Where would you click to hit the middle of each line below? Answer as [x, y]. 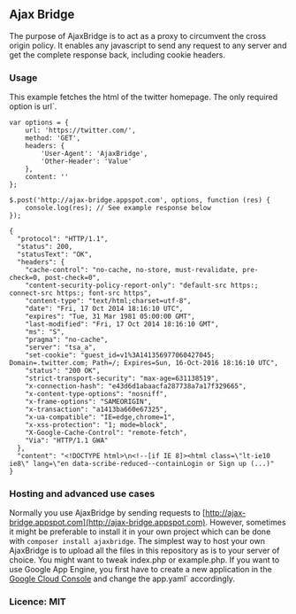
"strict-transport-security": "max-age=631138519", [122, 379]
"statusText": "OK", [55, 255]
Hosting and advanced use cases [82, 494]
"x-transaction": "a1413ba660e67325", [96, 410]
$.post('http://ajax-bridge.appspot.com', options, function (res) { [140, 200]
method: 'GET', [53, 138]
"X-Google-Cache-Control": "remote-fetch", [106, 433]
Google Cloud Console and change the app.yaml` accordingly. [122, 579]
